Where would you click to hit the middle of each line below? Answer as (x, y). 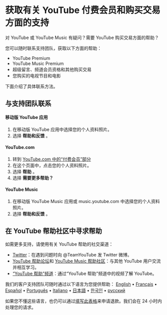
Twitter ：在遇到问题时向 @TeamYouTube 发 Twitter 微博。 (72, 254)
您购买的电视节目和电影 (36, 75)
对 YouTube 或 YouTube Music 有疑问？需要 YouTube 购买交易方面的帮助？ (82, 37)
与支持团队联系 (28, 104)
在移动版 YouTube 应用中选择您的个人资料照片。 (62, 129)
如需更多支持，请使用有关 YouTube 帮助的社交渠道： (59, 244)
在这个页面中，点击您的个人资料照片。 (52, 165)
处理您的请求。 (20, 307)
